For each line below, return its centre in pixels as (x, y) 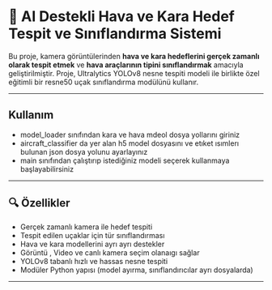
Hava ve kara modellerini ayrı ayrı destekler (92, 244)
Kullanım (31, 115)
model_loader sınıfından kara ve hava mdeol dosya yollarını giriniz (130, 134)
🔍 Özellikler (39, 203)
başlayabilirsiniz (47, 168)
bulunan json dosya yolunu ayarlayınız (84, 151)
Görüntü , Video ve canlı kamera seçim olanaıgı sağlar (110, 252)
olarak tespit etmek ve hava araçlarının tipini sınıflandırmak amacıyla (126, 65)
